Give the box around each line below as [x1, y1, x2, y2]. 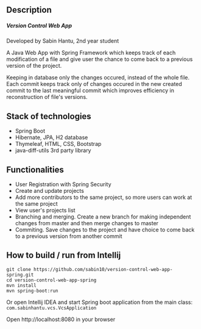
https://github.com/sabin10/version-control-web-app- [33, 266, 173, 272]
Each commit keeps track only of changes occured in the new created [6, 81, 183, 88]
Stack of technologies [6, 111, 91, 121]
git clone [6, 266, 32, 272]
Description [6, 5, 52, 15]
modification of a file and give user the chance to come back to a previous [6, 56, 193, 63]
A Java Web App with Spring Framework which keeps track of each [6, 49, 176, 57]
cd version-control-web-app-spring [6, 277, 97, 283]
